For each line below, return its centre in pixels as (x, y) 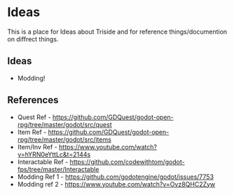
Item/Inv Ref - (37, 147)
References (33, 100)
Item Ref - (32, 132)
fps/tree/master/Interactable (58, 169)
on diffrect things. (33, 39)
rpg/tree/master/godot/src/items (64, 139)
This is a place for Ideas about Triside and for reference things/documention (117, 32)
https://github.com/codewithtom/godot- (127, 161)
